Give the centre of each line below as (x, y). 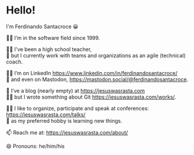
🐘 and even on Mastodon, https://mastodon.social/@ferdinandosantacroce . (97, 79)
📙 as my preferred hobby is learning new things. (64, 120)
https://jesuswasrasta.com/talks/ (46, 114)
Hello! (21, 10)
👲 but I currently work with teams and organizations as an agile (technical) (96, 55)
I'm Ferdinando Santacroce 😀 (42, 26)
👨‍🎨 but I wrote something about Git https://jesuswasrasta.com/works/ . (91, 97)
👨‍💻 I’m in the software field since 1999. (53, 38)
